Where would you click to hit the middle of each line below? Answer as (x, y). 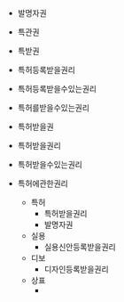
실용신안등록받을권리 (80, 247)
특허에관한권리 (43, 184)
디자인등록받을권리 (76, 269)
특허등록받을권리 (46, 70)
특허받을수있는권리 (50, 164)
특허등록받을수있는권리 (57, 89)
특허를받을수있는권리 (54, 108)
